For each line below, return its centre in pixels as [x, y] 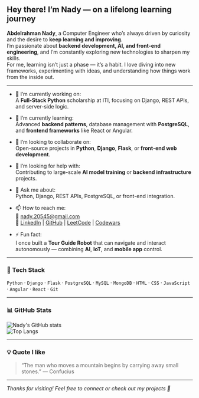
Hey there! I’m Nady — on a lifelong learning [89, 10]
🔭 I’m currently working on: [48, 94]
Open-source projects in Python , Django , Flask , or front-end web [96, 148]
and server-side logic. [42, 106]
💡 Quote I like [26, 352]
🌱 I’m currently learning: [44, 118]
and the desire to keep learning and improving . [65, 39]
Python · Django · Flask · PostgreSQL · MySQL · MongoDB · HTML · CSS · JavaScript [99, 283]
